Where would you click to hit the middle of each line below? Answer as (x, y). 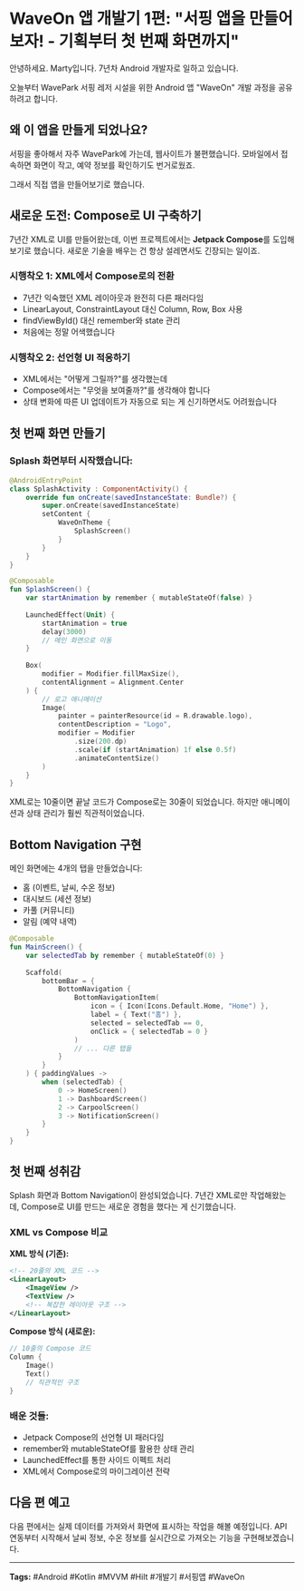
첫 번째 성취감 (45, 1171)
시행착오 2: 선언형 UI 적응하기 (70, 357)
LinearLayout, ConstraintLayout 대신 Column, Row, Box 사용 (133, 308)
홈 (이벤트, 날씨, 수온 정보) (69, 888)
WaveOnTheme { (84, 522)
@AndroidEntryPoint (46, 480)
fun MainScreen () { (46, 947)
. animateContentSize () (117, 758)
